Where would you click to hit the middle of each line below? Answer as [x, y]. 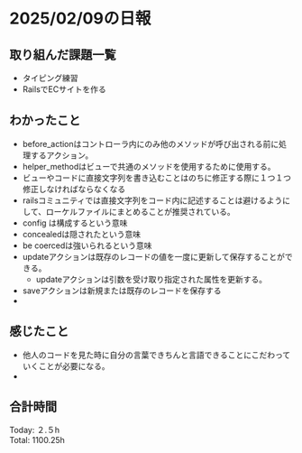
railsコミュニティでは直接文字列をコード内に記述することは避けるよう [152, 200]
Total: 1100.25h [37, 440]
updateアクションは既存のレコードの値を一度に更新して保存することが [154, 256]
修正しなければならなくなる [74, 189]
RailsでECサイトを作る [64, 89]
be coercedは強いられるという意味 [87, 245]
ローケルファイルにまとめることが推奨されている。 [141, 211]
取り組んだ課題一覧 [63, 55]
